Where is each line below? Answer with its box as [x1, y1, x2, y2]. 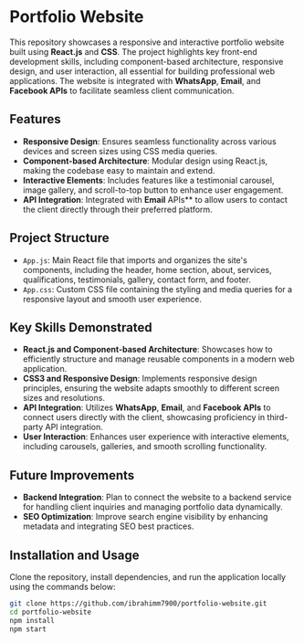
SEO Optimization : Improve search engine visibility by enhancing [22, 511, 268, 522]
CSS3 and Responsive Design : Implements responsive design [22, 373, 257, 385]
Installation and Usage [9, 547, 140, 563]
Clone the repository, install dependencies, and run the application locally [9, 572, 286, 582]
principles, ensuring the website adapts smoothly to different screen [22, 383, 280, 394]
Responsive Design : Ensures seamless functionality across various [22, 135, 277, 147]
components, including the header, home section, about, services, [22, 264, 272, 275]
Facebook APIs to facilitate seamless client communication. [9, 85, 235, 96]
